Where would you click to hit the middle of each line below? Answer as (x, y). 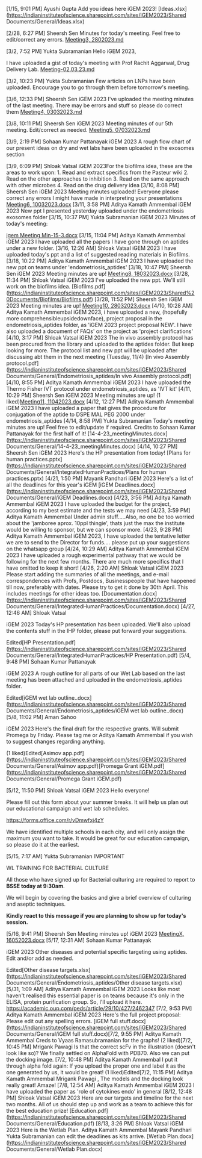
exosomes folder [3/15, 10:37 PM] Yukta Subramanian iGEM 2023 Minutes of (101, 217)
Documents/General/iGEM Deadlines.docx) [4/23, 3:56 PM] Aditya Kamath (99, 497)
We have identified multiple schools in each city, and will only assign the (96, 832)
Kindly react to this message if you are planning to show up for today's (96, 916)
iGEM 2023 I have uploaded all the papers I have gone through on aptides (98, 241)
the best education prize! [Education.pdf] (57, 1111)
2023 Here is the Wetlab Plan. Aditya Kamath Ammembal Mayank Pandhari (99, 1130)
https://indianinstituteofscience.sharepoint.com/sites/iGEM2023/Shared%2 (101, 293)
